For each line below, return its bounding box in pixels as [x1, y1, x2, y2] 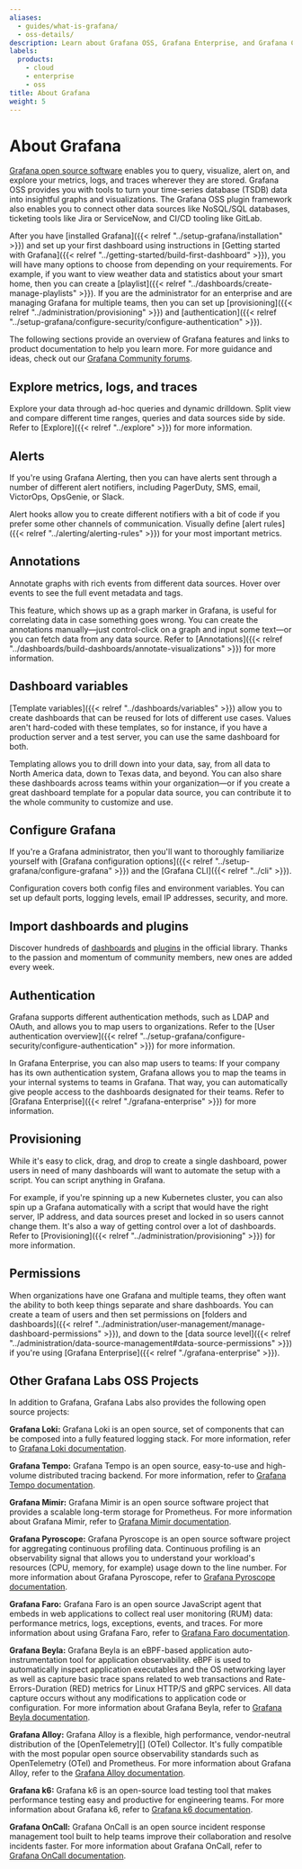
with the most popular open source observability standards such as [9, 1748, 259, 1759]
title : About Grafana [9, 88, 91, 97]
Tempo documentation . [9, 1479, 96, 1490]
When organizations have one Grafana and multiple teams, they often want [9, 1289, 287, 1300]
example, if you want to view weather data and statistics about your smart [9, 269, 283, 280]
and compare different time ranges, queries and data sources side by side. [9, 413, 286, 424]
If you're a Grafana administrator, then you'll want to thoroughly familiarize [9, 847, 285, 858]
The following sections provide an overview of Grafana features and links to [9, 334, 290, 345]
